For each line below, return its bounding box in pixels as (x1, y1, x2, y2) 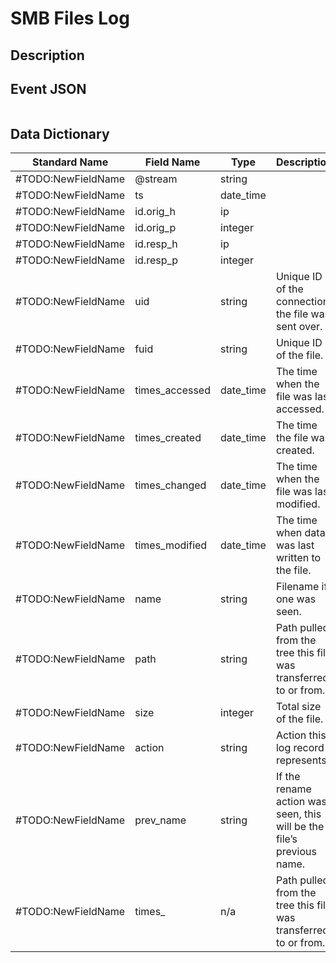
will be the (275, 820, 325, 834)
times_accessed (134, 383, 211, 397)
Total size (275, 700, 322, 714)
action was (275, 795, 328, 809)
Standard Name (32, 155, 109, 169)
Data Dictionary (10, 125, 110, 142)
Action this (275, 728, 327, 742)
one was (275, 592, 317, 606)
